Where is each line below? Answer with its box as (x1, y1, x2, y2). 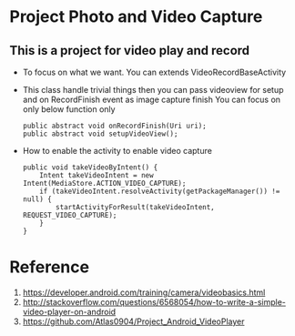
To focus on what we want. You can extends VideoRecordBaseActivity (22, 66, 287, 77)
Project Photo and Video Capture (9, 6, 263, 27)
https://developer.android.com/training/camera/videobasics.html (22, 287, 266, 298)
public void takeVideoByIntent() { (22, 163, 158, 172)
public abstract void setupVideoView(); (22, 129, 178, 138)
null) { (22, 195, 52, 204)
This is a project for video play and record (9, 43, 250, 58)
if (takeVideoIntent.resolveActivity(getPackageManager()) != (39, 187, 280, 196)
